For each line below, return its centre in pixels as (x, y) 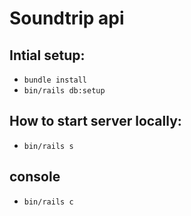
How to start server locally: (95, 121)
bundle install (55, 80)
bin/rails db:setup (64, 91)
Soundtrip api (67, 18)
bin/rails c (48, 202)
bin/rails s (48, 146)
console (35, 177)
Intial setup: (47, 55)
